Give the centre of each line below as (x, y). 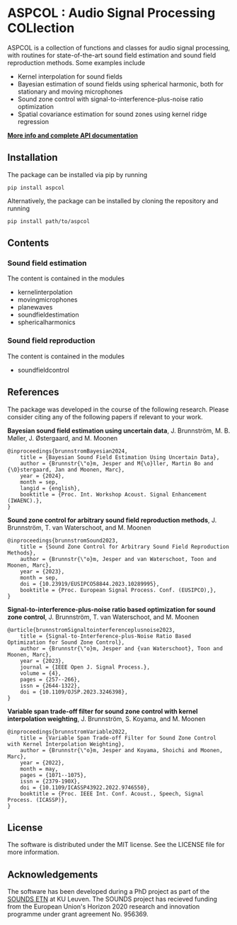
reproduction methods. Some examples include (76, 62)
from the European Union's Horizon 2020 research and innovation (104, 907)
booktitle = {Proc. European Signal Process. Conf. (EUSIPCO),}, (118, 590)
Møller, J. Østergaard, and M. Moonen (63, 438)
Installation (33, 158)
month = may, (39, 769)
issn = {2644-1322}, (50, 686)
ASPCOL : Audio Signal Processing (111, 13)
